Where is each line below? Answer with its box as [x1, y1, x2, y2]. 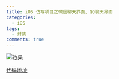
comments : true [6, 37, 44, 42]
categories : [6, 14, 36, 20]
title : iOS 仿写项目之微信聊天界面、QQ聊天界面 [6, 8, 113, 15]
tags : [6, 25, 20, 32]
